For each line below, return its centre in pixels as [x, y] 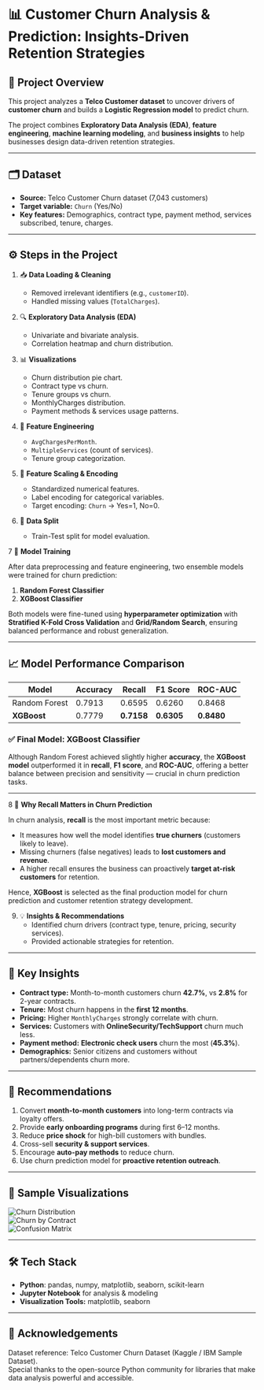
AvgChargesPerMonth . [64, 441]
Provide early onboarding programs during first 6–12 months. [119, 1128]
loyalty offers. [42, 1119]
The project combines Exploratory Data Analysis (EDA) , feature [113, 125]
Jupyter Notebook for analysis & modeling [89, 1293]
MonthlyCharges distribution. [78, 403]
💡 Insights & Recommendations [72, 916]
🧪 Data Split [39, 521]
